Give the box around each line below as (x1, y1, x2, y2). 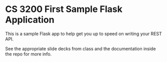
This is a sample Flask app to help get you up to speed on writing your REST (5, 30, 162, 36)
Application (5, 14, 54, 25)
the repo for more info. (5, 51, 52, 57)
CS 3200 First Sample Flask (5, 3, 122, 15)
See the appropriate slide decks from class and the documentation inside (5, 45, 156, 51)
